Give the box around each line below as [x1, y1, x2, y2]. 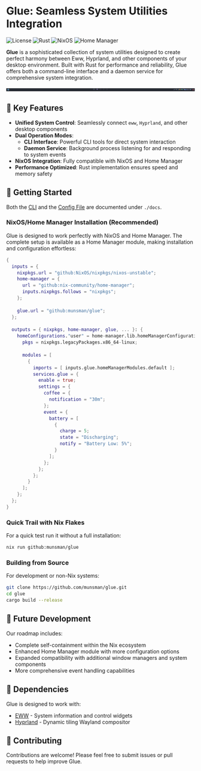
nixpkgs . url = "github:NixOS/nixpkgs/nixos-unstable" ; [17, 270, 157, 276]
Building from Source [6, 558, 69, 567]
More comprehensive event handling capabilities [14, 667, 135, 674]
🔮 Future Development [6, 614, 91, 624]
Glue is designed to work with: [6, 700, 81, 707]
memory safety [14, 170, 53, 177]
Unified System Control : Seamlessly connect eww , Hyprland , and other [14, 119, 188, 126]
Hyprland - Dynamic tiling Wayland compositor [14, 718, 130, 725]
